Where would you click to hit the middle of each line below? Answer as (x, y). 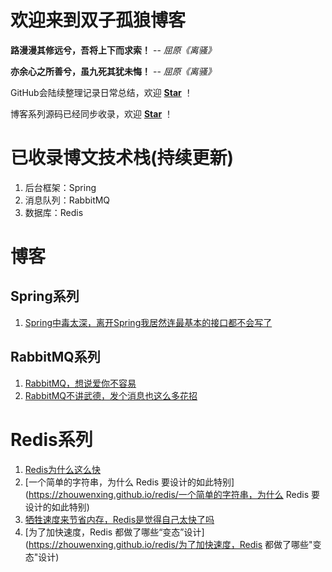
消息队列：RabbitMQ (67, 200)
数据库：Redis (54, 212)
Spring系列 (45, 296)
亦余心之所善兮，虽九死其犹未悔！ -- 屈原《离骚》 (113, 71)
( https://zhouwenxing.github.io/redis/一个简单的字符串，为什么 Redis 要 (172, 494)
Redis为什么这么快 (63, 469)
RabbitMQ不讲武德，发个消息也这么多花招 (111, 395)
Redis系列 (51, 439)
